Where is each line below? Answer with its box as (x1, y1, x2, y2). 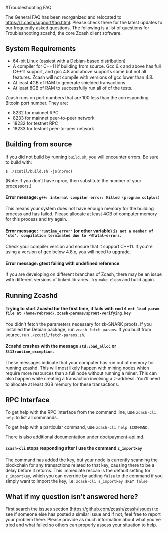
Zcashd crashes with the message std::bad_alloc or (5, 343, 117, 349)
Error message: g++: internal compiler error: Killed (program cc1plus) (5, 194, 160, 200)
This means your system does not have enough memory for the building (5, 205, 154, 211)
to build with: (5, 159, 32, 165)
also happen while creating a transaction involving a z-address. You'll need (5, 376, 160, 382)
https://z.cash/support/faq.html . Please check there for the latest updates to (5, 20, 163, 25)
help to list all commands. (5, 414, 58, 420)
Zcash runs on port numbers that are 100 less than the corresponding (5, 94, 149, 100)
